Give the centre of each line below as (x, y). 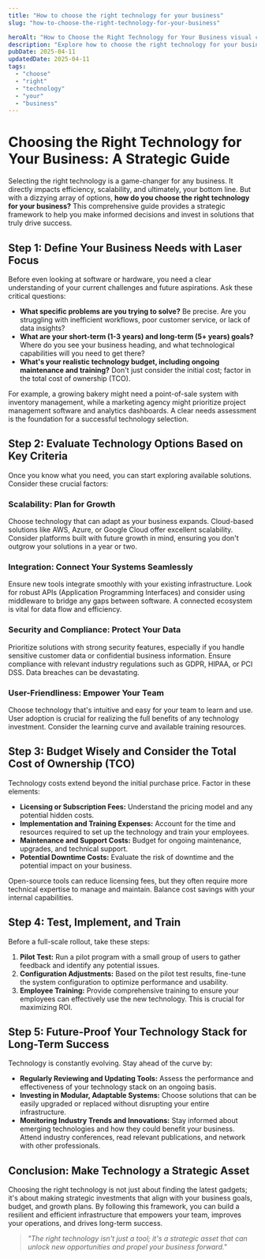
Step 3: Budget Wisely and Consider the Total (122, 752)
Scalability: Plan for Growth (62, 504)
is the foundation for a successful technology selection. (99, 419)
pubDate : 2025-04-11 (42, 52)
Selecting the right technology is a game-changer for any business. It (121, 181)
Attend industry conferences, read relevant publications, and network (132, 1137)
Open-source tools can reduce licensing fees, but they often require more (128, 880)
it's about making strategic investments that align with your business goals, (130, 1198)
